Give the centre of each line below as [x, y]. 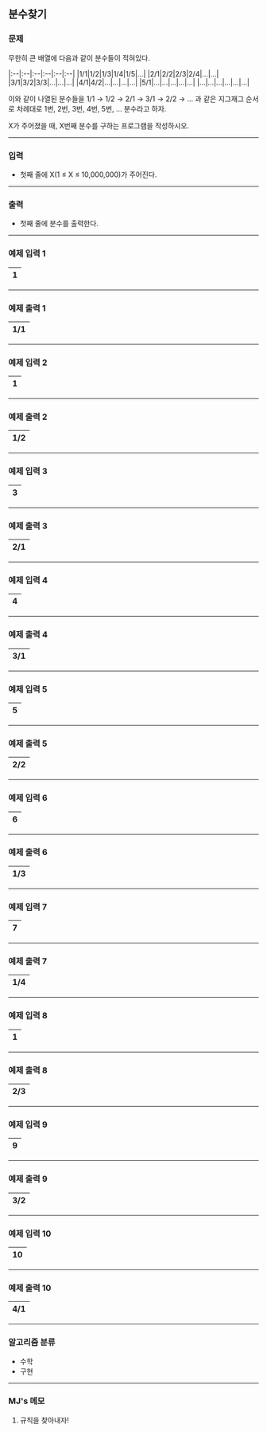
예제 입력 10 [30, 1234]
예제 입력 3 [28, 471]
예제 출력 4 [28, 634]
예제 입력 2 [28, 363]
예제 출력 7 [28, 961]
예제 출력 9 [28, 1179]
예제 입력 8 [28, 1016]
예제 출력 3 [28, 526]
